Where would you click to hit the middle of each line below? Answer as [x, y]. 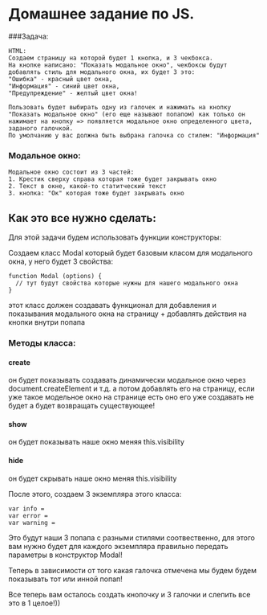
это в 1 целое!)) [34, 603]
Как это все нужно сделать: [82, 218]
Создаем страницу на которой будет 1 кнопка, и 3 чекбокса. [111, 58]
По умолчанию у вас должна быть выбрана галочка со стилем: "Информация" [134, 135]
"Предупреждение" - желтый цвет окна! [73, 93]
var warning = [32, 523]
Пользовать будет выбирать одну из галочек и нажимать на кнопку [119, 107]
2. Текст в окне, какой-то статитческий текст [87, 187]
